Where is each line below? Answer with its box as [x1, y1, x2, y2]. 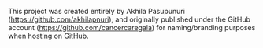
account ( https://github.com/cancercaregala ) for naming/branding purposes [8, 23, 256, 32]
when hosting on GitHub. [8, 31, 89, 40]
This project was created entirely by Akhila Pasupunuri [8, 7, 185, 15]
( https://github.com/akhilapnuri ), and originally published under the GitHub [8, 15, 250, 24]
